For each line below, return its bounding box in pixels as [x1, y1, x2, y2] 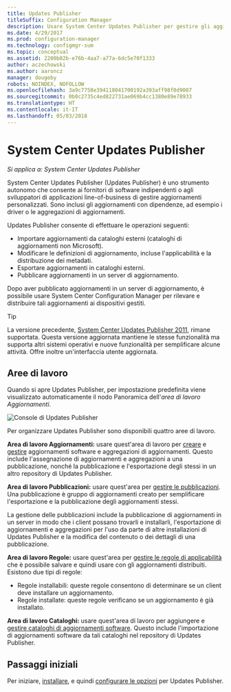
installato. [16, 603, 45, 611]
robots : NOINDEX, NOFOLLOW [7, 81, 85, 87]
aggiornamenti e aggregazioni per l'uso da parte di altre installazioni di [7, 525, 207, 534]
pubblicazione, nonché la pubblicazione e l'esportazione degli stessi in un [7, 462, 217, 470]
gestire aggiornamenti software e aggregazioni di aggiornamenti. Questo [7, 448, 213, 456]
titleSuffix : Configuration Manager [7, 17, 112, 23]
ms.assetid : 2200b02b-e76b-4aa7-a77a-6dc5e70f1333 [7, 55, 155, 62]
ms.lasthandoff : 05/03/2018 [7, 112, 88, 119]
